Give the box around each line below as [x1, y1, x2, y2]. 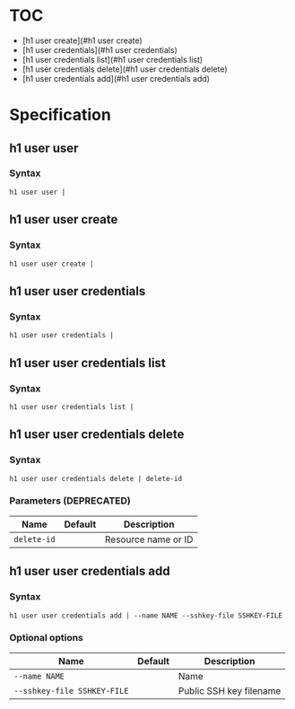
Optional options [9, 632, 83, 644]
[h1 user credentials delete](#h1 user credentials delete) [22, 64, 228, 74]
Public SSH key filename [178, 684, 282, 696]
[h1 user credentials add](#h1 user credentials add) [22, 73, 211, 83]
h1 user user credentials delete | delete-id [9, 474, 182, 483]
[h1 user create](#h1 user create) [22, 35, 143, 46]
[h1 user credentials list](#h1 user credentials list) [22, 54, 204, 65]
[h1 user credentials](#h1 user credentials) [22, 44, 178, 55]
